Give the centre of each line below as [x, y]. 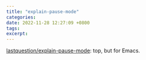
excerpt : [17, 34]
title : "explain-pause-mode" [43, 12]
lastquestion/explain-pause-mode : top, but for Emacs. [73, 50]
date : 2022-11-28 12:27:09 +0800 [48, 23]
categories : [21, 17]
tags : [13, 28]
